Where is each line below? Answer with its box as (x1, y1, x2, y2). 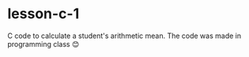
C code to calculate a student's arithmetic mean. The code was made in (7, 31, 242, 40)
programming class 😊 (7, 39, 80, 48)
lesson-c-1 (7, 5, 80, 23)
